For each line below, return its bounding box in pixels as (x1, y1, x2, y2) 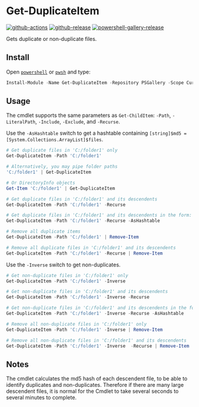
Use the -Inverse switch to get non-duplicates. (6, 261, 121, 268)
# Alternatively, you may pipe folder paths (6, 164, 118, 170)
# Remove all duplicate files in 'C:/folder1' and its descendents (6, 244, 176, 250)
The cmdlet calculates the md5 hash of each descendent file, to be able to (6, 375, 188, 382)
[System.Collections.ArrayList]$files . (6, 136, 104, 143)
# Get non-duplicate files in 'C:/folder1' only (6, 272, 129, 278)
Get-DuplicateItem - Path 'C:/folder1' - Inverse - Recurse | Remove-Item (6, 343, 190, 349)
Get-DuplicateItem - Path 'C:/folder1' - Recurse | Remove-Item (6, 250, 163, 256)
